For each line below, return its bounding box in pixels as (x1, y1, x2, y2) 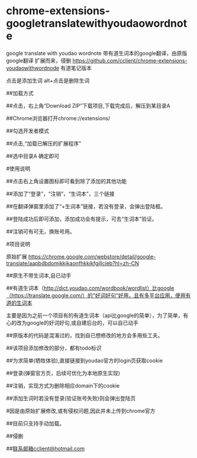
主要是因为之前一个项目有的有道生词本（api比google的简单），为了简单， (6, 312, 183, 319)
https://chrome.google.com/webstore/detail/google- (28, 253, 156, 260)
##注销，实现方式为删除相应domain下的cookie (6, 382, 120, 389)
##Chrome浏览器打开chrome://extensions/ (6, 114, 111, 122)
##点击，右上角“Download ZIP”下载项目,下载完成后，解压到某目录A (6, 102, 170, 109)
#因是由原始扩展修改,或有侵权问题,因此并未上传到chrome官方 (6, 407, 156, 414)
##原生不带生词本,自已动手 (6, 272, 72, 279)
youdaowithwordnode (6, 64, 60, 72)
